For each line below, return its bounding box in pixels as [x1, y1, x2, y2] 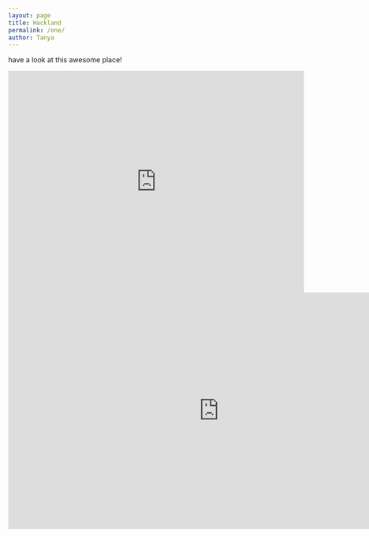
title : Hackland [8, 19, 61, 27]
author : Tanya [8, 33, 55, 42]
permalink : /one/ [8, 26, 65, 34]
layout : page [8, 11, 51, 20]
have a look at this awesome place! [8, 55, 122, 65]
